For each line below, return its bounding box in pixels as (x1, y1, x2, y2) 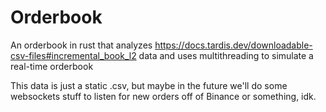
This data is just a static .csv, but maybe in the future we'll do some (10, 79, 288, 91)
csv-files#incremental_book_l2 (10, 49, 137, 61)
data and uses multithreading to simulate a (138, 49, 314, 61)
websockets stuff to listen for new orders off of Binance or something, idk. (10, 90, 317, 102)
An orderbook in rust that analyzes (10, 39, 153, 51)
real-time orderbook (10, 60, 94, 72)
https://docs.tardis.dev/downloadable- (154, 39, 313, 51)
